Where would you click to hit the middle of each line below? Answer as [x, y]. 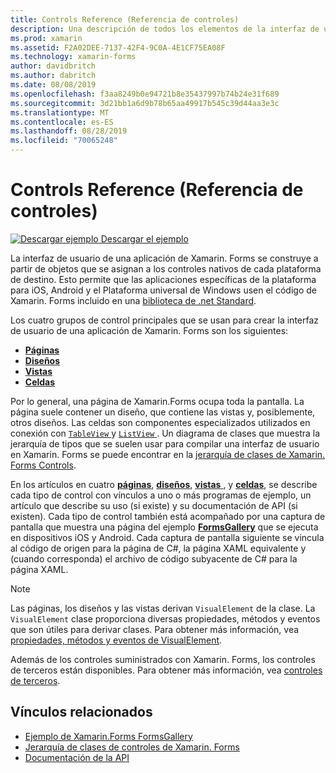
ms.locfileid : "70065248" [64, 141]
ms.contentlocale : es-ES [62, 122]
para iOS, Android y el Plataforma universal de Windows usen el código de [163, 290]
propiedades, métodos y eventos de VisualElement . [116, 640]
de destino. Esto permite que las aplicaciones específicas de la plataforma [163, 279]
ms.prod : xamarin [46, 38]
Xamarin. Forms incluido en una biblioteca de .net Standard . [133, 300]
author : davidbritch [53, 66]
